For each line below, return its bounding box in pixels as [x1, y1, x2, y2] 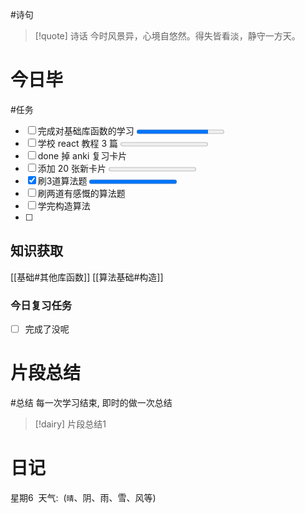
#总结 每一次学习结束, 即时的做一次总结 [10, 397, 173, 409]
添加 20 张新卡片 [37, 162, 107, 174]
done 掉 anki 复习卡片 [37, 149, 128, 162]
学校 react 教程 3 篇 [37, 137, 118, 149]
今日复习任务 [10, 298, 73, 312]
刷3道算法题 [37, 174, 88, 187]
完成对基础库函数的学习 [37, 124, 135, 137]
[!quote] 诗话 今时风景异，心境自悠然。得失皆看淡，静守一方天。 [34, 30, 301, 42]
